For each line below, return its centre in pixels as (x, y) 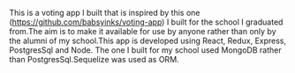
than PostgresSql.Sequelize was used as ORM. (94, 59)
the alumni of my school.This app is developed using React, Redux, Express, (148, 40)
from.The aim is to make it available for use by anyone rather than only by (143, 31)
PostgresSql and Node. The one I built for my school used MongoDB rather (145, 50)
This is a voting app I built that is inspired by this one (105, 13)
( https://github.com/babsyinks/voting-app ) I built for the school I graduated (146, 22)
